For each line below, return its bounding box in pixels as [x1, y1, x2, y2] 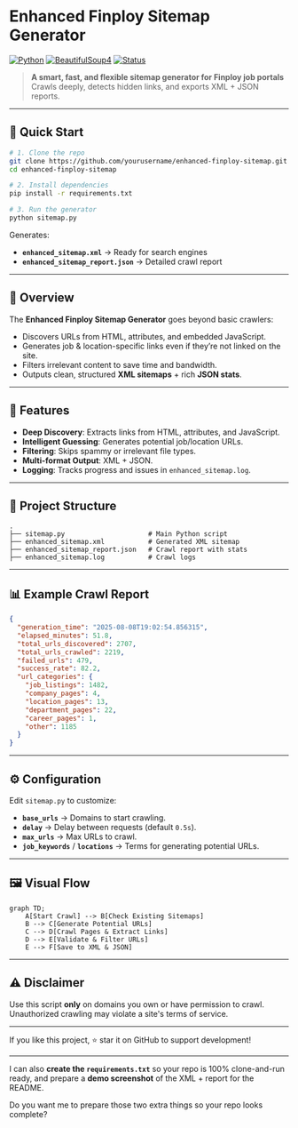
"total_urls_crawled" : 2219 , [17, 647, 125, 657]
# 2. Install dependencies [9, 180, 109, 190]
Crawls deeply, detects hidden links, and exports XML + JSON [30, 81, 259, 92]
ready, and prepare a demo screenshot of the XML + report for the [9, 1073, 255, 1084]
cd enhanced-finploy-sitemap [9, 164, 117, 174]
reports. [30, 91, 60, 101]
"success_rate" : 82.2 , [17, 664, 101, 673]
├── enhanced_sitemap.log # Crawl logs [9, 553, 197, 562]
